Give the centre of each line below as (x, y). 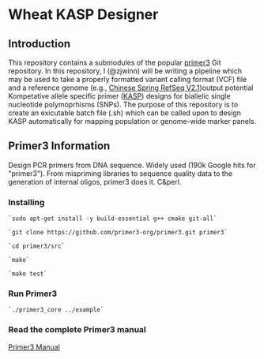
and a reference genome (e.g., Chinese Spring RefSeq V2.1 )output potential (131, 88)
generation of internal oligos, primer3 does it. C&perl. (95, 181)
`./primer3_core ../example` (56, 310)
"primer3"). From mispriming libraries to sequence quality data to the (121, 173)
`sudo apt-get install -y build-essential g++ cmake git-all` (113, 219)
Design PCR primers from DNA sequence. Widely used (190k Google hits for (132, 165)
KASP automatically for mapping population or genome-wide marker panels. (132, 121)
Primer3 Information (59, 146)
